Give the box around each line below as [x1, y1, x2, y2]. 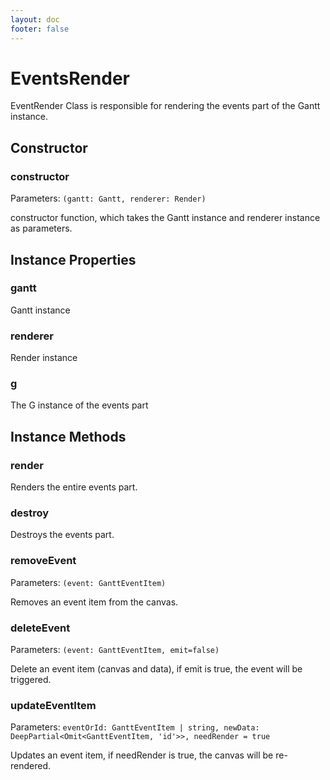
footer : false [10, 24, 70, 34]
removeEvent [10, 554, 77, 568]
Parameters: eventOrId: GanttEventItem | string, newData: [10, 721, 260, 733]
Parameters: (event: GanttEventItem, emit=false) [10, 643, 220, 655]
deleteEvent [10, 621, 71, 635]
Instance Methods [10, 428, 127, 445]
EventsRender [10, 67, 131, 90]
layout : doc [10, 14, 60, 25]
